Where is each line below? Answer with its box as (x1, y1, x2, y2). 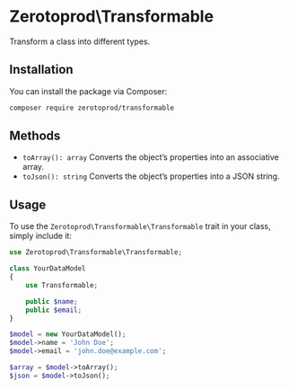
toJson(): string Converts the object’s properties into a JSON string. (22, 171, 280, 181)
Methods (9, 128, 61, 144)
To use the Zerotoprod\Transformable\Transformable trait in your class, (9, 221, 271, 232)
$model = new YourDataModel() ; (9, 330, 127, 339)
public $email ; (25, 305, 83, 314)
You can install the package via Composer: (9, 85, 168, 96)
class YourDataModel (9, 264, 87, 273)
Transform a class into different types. (9, 36, 151, 47)
